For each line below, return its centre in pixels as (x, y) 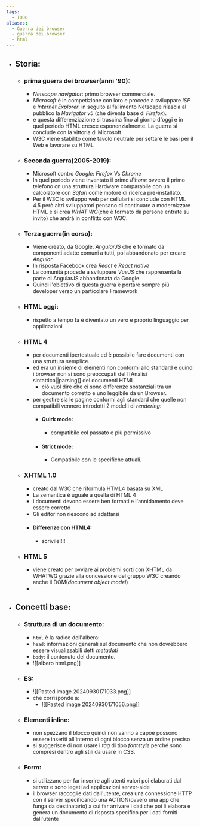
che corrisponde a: (56, 698)
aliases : (17, 23)
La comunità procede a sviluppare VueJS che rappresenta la (107, 272)
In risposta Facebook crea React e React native (91, 266)
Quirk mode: (57, 419)
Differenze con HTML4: (62, 527)
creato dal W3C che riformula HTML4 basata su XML (98, 488)
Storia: (27, 64)
